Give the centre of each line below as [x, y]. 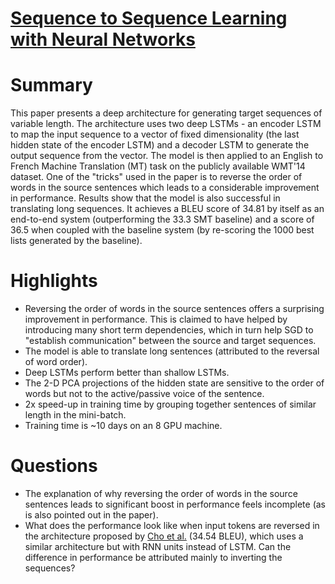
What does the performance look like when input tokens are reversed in [172, 525]
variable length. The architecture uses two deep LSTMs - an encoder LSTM [166, 124]
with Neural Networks [103, 39]
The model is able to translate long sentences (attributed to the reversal [172, 351]
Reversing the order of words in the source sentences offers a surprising [174, 309]
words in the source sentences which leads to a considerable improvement [165, 188]
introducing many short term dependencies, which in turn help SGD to [169, 330]
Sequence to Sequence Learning [149, 18]
